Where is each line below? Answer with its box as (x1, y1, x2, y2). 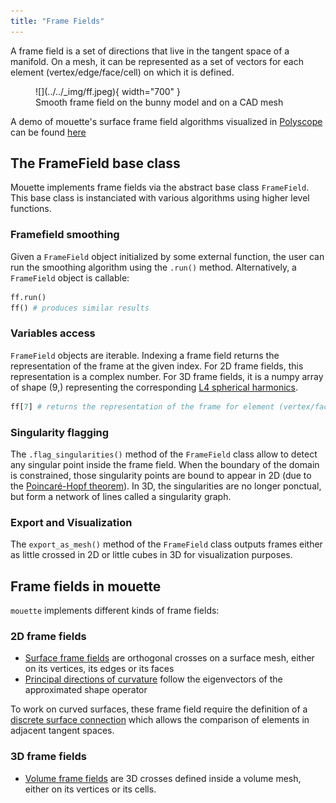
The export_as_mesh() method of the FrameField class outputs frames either (10, 538, 323, 550)
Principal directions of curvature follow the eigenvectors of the (24, 673, 283, 685)
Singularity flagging (10, 425, 110, 439)
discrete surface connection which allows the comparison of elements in (10, 714, 310, 726)
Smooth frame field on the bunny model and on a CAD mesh (35, 96, 284, 108)
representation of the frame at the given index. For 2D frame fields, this (10, 360, 304, 372)
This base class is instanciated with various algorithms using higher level (10, 192, 310, 204)
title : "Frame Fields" (10, 16, 105, 26)
